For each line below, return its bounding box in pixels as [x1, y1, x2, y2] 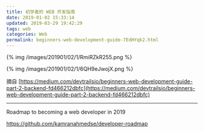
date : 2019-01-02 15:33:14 [6, 15, 75, 21]
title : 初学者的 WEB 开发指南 [6, 8, 76, 15]
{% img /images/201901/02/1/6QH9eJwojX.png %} [6, 65, 134, 73]
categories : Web [6, 31, 47, 37]
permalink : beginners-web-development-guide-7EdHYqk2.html [6, 37, 159, 43]
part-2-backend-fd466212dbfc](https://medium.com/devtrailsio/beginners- [6, 85, 195, 91]
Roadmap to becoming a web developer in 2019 [6, 108, 126, 115]
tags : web [6, 25, 32, 32]
